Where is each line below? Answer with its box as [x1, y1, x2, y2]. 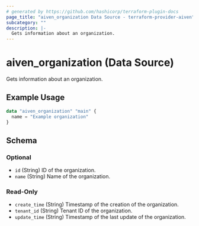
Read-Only [6, 188, 38, 196]
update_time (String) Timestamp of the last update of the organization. [14, 214, 187, 221]
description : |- [6, 25, 46, 31]
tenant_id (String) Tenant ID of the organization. [14, 207, 133, 214]
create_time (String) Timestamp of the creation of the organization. [14, 201, 179, 208]
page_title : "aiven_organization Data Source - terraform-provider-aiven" [6, 14, 195, 20]
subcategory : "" [6, 19, 46, 25]
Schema [6, 135, 37, 145]
